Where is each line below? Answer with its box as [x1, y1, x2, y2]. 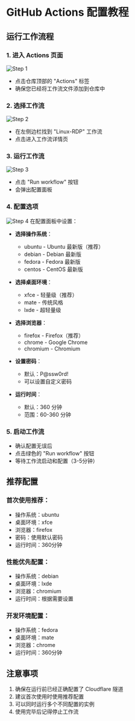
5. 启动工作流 [6, 427, 45, 435]
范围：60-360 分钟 [24, 411, 71, 418]
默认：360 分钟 [24, 403, 62, 410]
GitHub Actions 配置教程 [6, 5, 130, 19]
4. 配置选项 [6, 202, 39, 211]
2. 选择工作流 [6, 101, 45, 110]
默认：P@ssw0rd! [24, 370, 69, 377]
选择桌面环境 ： [14, 278, 52, 286]
